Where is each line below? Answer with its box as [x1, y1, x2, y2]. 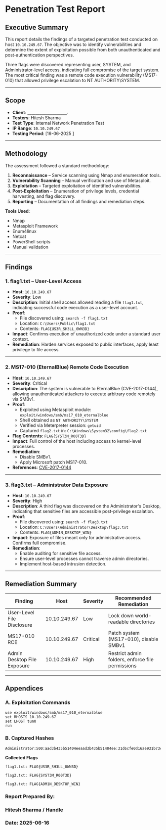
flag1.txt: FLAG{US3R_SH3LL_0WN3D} [5, 764, 79, 769]
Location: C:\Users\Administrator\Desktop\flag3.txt [19, 524, 128, 530]
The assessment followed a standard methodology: [5, 162, 110, 169]
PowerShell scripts [12, 238, 51, 244]
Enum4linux [12, 228, 37, 234]
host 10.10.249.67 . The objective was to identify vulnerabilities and [5, 42, 142, 47]
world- [135, 612, 152, 619]
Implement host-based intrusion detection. [19, 560, 107, 567]
